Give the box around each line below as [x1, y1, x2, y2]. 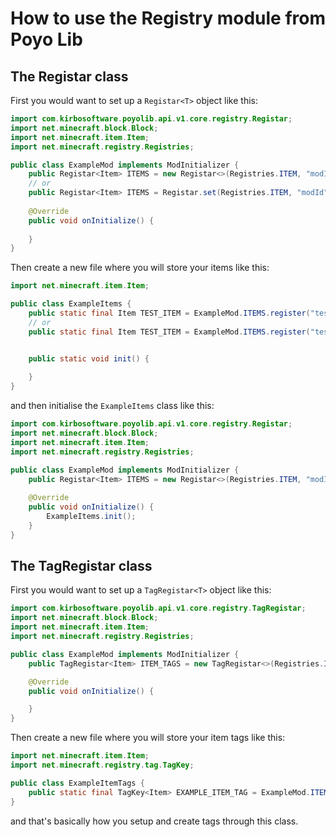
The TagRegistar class [10, 558, 153, 575]
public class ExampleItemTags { [10, 778, 145, 788]
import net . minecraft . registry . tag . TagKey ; [10, 760, 195, 771]
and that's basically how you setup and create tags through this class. [10, 815, 299, 827]
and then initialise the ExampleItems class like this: [10, 400, 215, 412]
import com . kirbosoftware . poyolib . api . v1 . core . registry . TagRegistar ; [10, 603, 307, 614]
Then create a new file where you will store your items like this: [10, 262, 270, 274]
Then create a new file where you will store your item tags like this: [10, 732, 286, 744]
